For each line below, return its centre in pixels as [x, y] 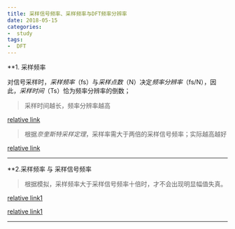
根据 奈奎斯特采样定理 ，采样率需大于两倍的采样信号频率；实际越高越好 [126, 134]
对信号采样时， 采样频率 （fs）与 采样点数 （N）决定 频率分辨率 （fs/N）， [109, 82]
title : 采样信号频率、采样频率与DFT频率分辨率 [67, 14]
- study [20, 33]
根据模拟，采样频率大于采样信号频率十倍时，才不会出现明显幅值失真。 [126, 184]
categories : [24, 27]
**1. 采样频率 [27, 67]
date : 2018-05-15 [33, 20]
